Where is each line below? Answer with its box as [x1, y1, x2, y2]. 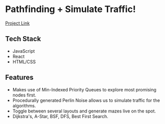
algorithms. [12, 102, 36, 108]
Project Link [5, 20, 30, 26]
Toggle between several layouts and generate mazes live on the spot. [12, 108, 156, 114]
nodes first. [12, 92, 37, 98]
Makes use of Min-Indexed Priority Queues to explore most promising [12, 86, 156, 92]
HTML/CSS [12, 59, 36, 65]
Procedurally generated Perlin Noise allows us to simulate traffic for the [12, 97, 160, 103]
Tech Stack [5, 35, 41, 43]
